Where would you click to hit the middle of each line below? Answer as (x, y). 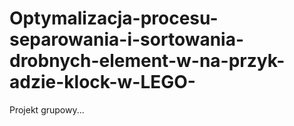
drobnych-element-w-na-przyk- (147, 61)
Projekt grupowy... (47, 109)
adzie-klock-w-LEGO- (102, 82)
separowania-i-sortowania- (127, 39)
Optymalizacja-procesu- (114, 18)
